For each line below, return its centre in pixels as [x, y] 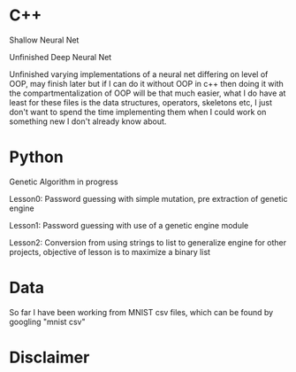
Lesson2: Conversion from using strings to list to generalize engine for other [148, 242]
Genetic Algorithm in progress [64, 182]
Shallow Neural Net [44, 40]
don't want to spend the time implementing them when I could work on [138, 112]
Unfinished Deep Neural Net [61, 57]
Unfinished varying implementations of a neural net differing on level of [139, 74]
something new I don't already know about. [88, 121]
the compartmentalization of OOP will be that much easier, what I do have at [148, 93]
